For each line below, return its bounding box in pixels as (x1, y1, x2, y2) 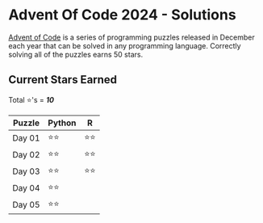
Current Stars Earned (8, 73, 118, 86)
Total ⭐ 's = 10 (8, 95, 55, 104)
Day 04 (12, 183, 40, 194)
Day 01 (12, 133, 40, 144)
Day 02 (12, 149, 40, 161)
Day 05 (12, 200, 40, 211)
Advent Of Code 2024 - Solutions (8, 6, 236, 24)
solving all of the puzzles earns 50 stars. (8, 49, 144, 59)
